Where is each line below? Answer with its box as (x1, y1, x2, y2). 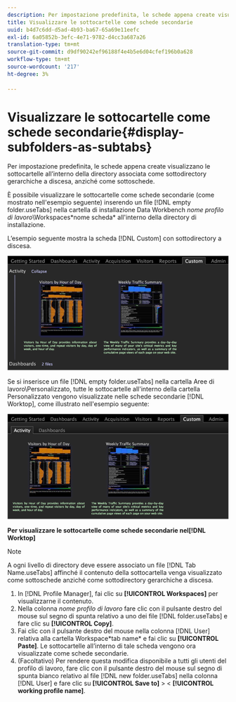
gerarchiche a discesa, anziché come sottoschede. (7, 177, 155, 186)
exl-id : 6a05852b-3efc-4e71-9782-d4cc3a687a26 (7, 34, 146, 41)
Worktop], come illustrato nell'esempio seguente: (7, 400, 150, 408)
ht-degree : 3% (7, 70, 49, 77)
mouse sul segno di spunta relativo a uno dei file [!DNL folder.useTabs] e (17, 612, 228, 620)
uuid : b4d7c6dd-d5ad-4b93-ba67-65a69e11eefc (7, 26, 140, 33)
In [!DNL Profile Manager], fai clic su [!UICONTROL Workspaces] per (17, 590, 218, 598)
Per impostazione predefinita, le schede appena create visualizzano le (7, 162, 211, 171)
